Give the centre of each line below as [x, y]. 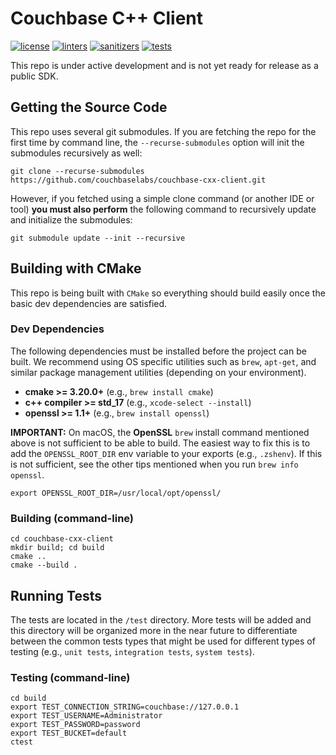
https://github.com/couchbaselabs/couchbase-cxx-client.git [138, 180]
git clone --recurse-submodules [77, 171]
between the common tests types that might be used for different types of [163, 641]
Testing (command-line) [70, 677]
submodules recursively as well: [76, 153]
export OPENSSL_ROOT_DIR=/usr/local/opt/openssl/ [116, 493]
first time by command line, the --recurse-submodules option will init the [157, 142]
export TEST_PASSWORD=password [75, 725]
